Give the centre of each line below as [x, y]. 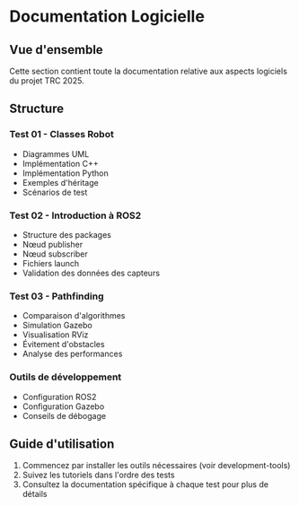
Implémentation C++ [60, 163]
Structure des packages [67, 234]
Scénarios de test [55, 192]
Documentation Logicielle [107, 17]
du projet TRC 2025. [47, 81]
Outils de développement [66, 377]
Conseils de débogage [64, 415]
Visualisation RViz [55, 335]
